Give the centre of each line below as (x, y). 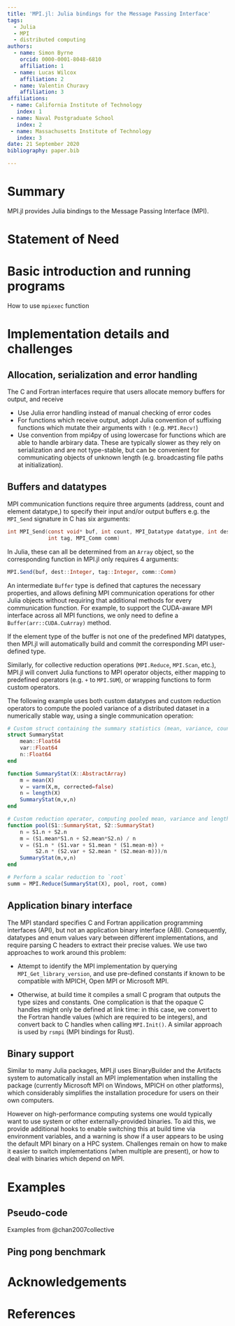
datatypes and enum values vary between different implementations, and (113, 937)
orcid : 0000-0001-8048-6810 (60, 60)
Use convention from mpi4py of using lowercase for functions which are (122, 435)
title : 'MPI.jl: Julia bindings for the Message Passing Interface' (109, 14)
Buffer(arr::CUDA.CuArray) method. (59, 622)
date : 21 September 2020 (43, 145)
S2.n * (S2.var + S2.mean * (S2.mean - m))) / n (101, 852)
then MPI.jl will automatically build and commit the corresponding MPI (108, 643)
